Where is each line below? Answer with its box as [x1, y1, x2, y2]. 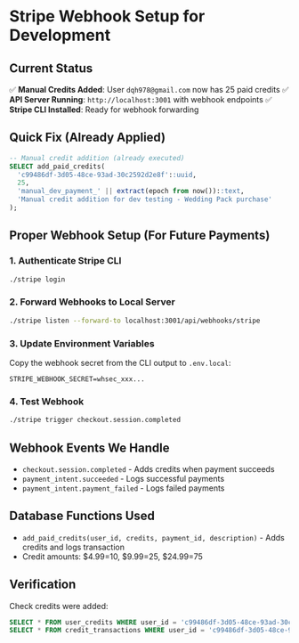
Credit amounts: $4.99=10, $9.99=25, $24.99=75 [21, 550, 203, 562]
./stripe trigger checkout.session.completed [9, 416, 181, 425]
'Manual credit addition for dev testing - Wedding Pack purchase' [17, 195, 273, 204]
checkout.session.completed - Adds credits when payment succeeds [21, 463, 275, 474]
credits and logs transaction [21, 541, 125, 552]
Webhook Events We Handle [9, 440, 170, 455]
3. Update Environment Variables [9, 337, 155, 349]
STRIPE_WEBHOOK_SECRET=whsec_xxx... [9, 374, 145, 384]
